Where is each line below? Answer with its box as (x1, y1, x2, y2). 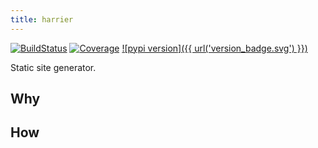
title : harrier (10, 14, 74, 25)
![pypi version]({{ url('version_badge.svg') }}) (121, 42, 308, 54)
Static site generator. (10, 61, 97, 73)
